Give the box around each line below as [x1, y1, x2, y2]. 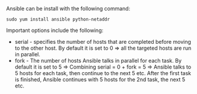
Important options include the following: [6, 27, 104, 34]
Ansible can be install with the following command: [6, 5, 131, 12]
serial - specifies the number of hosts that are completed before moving [14, 38, 192, 45]
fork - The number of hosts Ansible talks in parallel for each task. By [14, 57, 182, 64]
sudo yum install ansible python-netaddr [6, 17, 110, 22]
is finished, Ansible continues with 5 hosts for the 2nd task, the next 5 [14, 76, 186, 83]
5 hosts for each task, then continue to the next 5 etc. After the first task [14, 70, 192, 76]
